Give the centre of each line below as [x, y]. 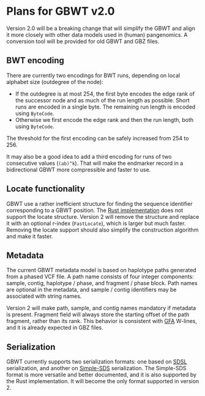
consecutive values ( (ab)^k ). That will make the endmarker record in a [95, 163]
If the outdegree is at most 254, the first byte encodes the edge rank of [105, 94]
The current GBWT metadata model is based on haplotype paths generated [102, 270]
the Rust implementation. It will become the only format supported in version [103, 381]
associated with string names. [44, 296]
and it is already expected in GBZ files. [55, 328]
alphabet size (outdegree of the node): [55, 82]
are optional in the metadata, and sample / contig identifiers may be [91, 290]
